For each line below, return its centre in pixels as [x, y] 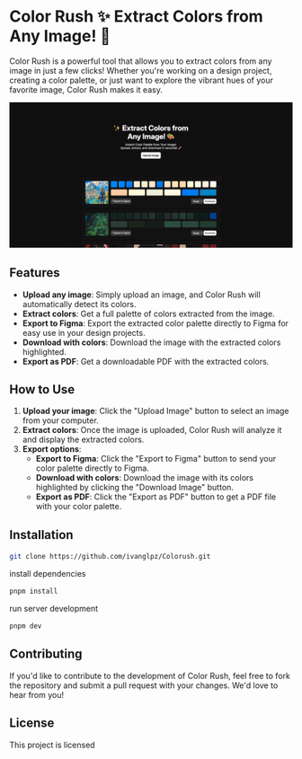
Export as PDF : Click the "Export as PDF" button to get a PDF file [156, 497]
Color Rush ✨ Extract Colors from [136, 17]
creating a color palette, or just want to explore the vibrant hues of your [142, 80]
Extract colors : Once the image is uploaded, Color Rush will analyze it [152, 430]
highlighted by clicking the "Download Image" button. [134, 488]
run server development [54, 609]
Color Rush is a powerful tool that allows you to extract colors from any [141, 61]
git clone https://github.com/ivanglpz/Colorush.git [110, 557]
